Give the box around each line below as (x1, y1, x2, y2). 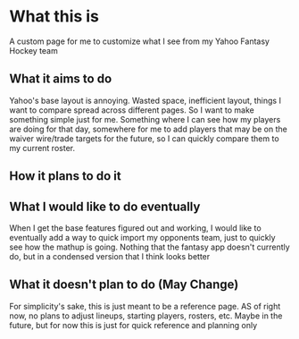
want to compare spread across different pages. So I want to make (9, 105, 254, 115)
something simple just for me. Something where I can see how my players (9, 114, 281, 124)
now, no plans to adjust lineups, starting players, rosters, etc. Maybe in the (9, 310, 283, 321)
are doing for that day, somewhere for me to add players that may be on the (9, 123, 287, 134)
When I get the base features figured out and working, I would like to (9, 222, 262, 233)
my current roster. (9, 142, 76, 153)
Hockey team (9, 45, 58, 55)
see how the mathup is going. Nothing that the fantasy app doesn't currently (9, 242, 290, 252)
